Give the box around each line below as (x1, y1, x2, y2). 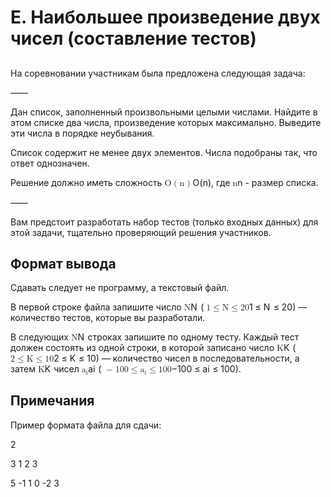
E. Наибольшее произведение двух (10, 6, 321, 29)
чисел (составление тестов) (10, 27, 257, 50)
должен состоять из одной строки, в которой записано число (10, 342, 275, 354)
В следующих (10, 331, 69, 343)
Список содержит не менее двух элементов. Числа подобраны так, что (10, 146, 318, 158)
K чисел (44, 363, 80, 375)
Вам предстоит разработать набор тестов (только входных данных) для (10, 216, 319, 228)
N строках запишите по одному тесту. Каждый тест (77, 331, 300, 343)
